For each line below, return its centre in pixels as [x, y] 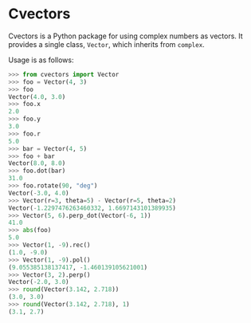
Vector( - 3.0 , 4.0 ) [39, 193]
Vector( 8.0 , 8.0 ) [37, 163]
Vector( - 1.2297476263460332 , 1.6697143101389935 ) [92, 208]
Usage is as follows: [41, 60]
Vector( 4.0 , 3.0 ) [37, 97]
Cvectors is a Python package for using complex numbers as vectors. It [125, 36]
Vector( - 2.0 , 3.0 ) [39, 282]
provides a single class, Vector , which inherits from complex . [106, 44]
